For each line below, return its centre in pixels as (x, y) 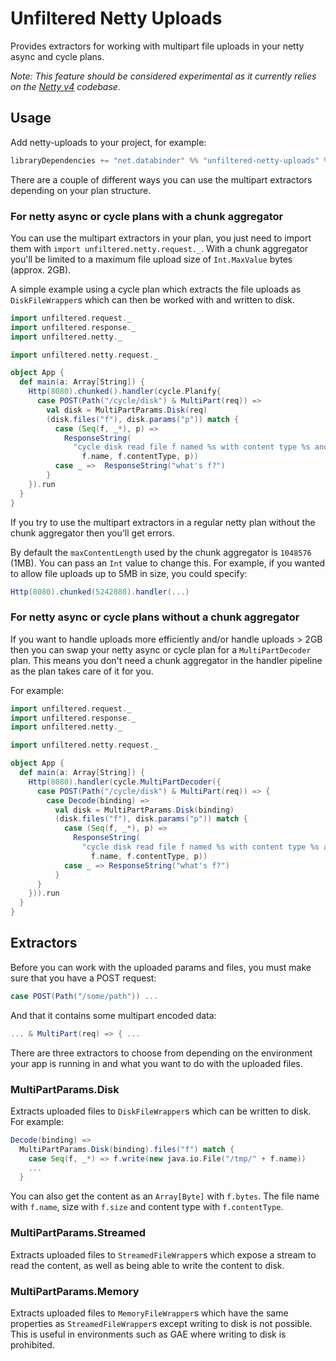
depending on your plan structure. (81, 190)
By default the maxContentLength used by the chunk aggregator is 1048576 (161, 552)
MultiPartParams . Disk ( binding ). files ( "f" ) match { (127, 1149)
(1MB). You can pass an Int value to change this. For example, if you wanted (168, 563)
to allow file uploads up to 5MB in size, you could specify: (129, 573)
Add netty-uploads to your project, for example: (108, 142)
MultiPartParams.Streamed (78, 1233)
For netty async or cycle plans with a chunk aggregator (147, 216)
